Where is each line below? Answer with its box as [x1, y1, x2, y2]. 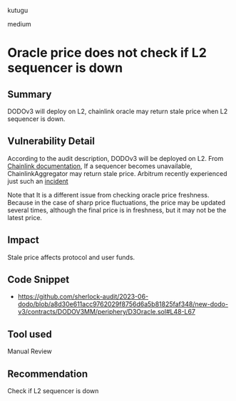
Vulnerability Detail [7, 135, 95, 147]
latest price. [7, 213, 43, 222]
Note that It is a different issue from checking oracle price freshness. [7, 190, 210, 199]
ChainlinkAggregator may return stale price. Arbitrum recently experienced [7, 169, 227, 177]
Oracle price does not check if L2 [7, 45, 207, 61]
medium [7, 20, 31, 28]
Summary [7, 88, 52, 100]
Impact [7, 234, 39, 246]
